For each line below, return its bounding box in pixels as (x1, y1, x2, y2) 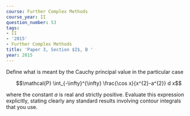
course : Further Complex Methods (6, 8, 88, 15)
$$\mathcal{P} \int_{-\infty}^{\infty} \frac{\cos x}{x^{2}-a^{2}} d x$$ (15, 80, 182, 87)
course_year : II (6, 14, 46, 20)
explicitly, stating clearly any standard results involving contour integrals (6, 97, 181, 104)
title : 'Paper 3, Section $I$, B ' (6, 47, 94, 53)
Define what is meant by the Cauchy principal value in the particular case (6, 68, 184, 75)
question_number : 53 (6, 19, 57, 25)
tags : (6, 25, 19, 31)
